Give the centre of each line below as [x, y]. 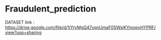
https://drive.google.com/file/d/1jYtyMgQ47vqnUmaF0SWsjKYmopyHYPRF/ [80, 27]
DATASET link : [20, 22]
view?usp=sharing [23, 32]
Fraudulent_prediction [51, 9]
